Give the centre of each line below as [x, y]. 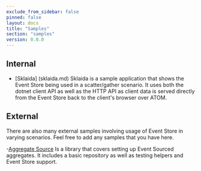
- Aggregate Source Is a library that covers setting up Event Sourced [90, 149]
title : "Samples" [28, 28]
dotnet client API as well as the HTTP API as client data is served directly [105, 91]
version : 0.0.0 [25, 40]
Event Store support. [32, 161]
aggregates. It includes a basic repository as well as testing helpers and [95, 155]
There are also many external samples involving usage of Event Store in [95, 131]
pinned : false [24, 17]
